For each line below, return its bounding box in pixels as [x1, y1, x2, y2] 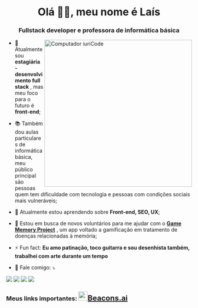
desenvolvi [14, 71, 43, 78]
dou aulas [14, 129, 39, 136]
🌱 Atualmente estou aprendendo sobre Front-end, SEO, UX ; [14, 209, 160, 216]
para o [14, 96, 31, 103]
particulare [14, 135, 41, 142]
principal [14, 172, 37, 179]
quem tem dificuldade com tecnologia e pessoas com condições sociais [14, 191, 190, 198]
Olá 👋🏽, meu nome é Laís [37, 5, 161, 19]
